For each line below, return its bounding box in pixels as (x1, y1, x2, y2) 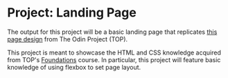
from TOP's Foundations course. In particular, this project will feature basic (7, 55, 221, 64)
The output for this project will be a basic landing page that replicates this (7, 28, 218, 36)
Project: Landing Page (7, 5, 137, 21)
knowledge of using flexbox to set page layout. (7, 63, 141, 71)
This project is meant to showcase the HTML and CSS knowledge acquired (7, 48, 222, 57)
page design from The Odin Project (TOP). (7, 35, 128, 43)
